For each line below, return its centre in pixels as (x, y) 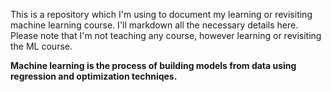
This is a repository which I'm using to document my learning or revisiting (161, 14)
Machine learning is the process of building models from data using (153, 65)
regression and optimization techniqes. (94, 76)
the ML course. (41, 46)
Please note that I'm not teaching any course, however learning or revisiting (166, 35)
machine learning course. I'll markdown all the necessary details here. (154, 25)
